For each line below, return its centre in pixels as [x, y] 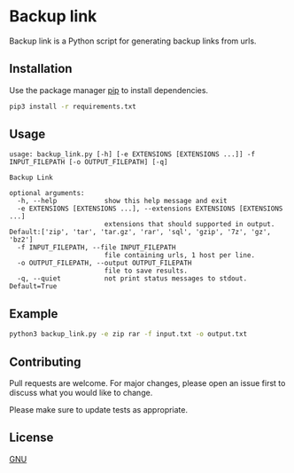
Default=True [33, 287]
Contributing [45, 362]
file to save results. [146, 271]
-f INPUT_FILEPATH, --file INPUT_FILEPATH [97, 248]
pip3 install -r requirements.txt [73, 106]
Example [34, 314]
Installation [41, 69]
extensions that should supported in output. [190, 225]
